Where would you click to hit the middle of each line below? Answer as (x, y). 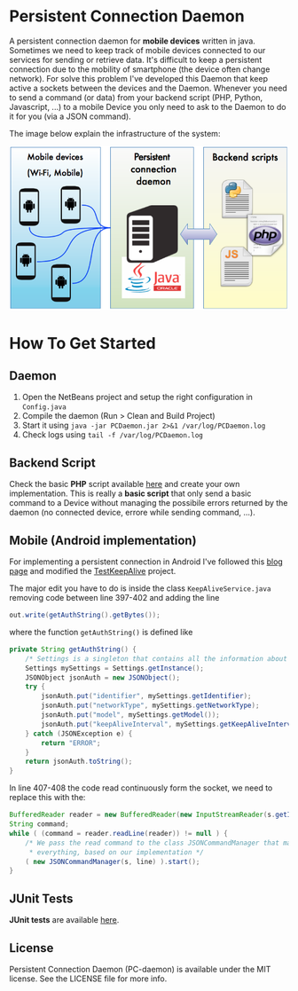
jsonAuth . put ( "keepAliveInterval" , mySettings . (130, 724)
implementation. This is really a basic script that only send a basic (130, 493)
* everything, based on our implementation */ (116, 852)
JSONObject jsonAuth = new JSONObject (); (102, 677)
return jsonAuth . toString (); (79, 762)
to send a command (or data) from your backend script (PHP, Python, (136, 97)
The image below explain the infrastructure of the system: (115, 133)
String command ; (39, 824)
